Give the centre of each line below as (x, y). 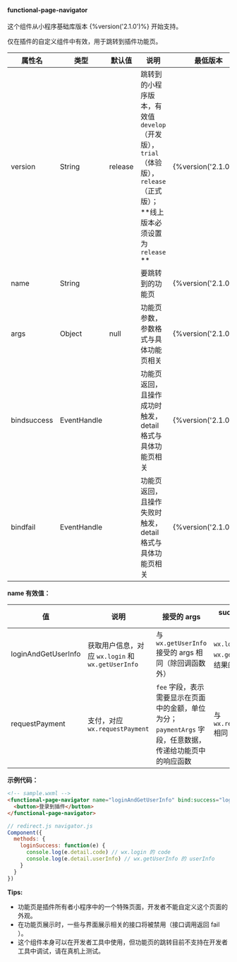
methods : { (30, 839)
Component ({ (25, 833)
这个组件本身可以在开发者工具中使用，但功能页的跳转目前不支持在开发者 (122, 942)
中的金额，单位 (181, 708)
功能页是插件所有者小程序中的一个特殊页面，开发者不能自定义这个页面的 (122, 907)
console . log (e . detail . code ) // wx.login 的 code (98, 852)
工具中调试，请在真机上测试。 (61, 951)
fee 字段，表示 (180, 687)
